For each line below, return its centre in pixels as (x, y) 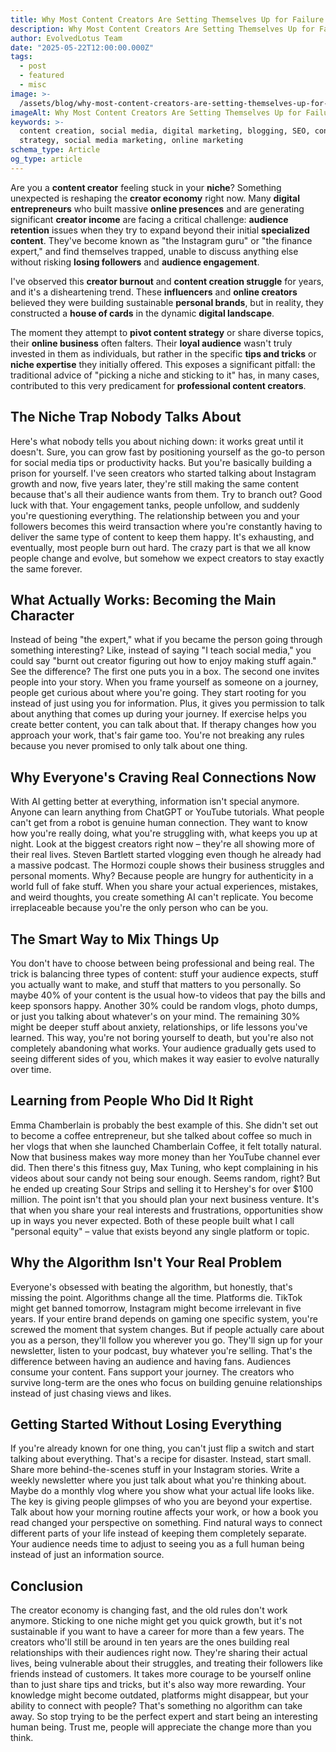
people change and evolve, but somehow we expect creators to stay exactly (167, 558)
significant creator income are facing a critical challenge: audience (149, 219)
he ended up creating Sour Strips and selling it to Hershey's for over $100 (162, 1188)
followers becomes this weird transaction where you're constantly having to (166, 526)
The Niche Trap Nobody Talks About (126, 417)
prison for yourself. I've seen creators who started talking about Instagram (163, 473)
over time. (31, 1069)
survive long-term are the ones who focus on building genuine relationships (166, 1382)
